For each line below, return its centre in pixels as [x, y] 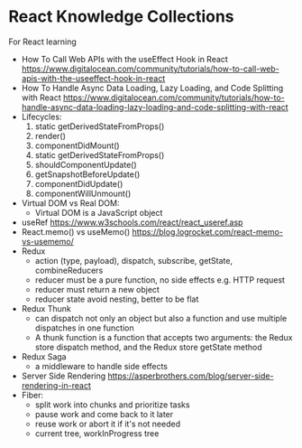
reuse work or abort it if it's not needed [108, 424]
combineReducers [69, 270]
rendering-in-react [56, 385]
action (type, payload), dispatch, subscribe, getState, [134, 260]
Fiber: [32, 395]
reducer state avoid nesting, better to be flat [117, 299]
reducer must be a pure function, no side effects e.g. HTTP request [160, 280]
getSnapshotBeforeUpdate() [87, 174]
